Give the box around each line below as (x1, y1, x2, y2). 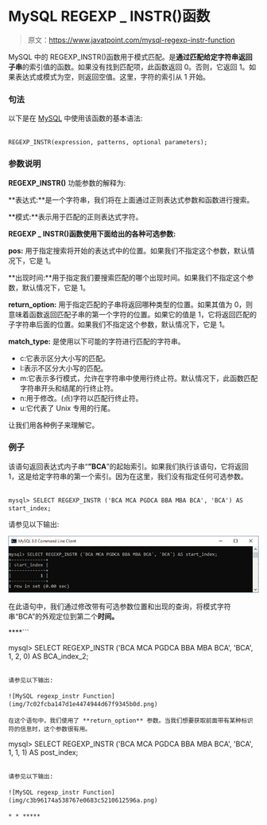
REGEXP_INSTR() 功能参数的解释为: (8, 178, 126, 187)
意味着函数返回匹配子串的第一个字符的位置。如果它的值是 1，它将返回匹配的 (8, 309, 257, 319)
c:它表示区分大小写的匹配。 (19, 353, 110, 363)
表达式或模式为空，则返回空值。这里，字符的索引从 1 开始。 (14, 72, 211, 81)
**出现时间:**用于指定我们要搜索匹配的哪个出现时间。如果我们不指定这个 (8, 273, 248, 282)
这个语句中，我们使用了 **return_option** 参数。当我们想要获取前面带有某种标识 (14, 717, 253, 725)
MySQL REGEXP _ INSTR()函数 (8, 7, 211, 26)
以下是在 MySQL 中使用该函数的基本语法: (8, 113, 143, 124)
